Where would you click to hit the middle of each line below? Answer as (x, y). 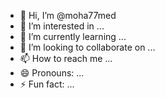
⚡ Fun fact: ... (47, 84)
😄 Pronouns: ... (52, 73)
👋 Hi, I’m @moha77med (68, 15)
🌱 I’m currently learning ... (73, 36)
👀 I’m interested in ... (62, 26)
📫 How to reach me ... (66, 58)
